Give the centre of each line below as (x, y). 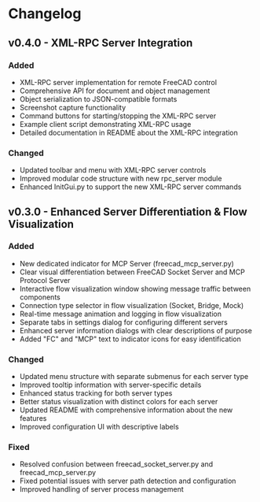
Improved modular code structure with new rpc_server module (121, 179)
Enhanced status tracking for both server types (96, 393)
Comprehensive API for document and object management (115, 91)
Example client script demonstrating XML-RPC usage (105, 124)
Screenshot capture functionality (73, 107)
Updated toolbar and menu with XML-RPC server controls (113, 170)
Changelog (45, 14)
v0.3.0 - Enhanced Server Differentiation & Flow (128, 212)
